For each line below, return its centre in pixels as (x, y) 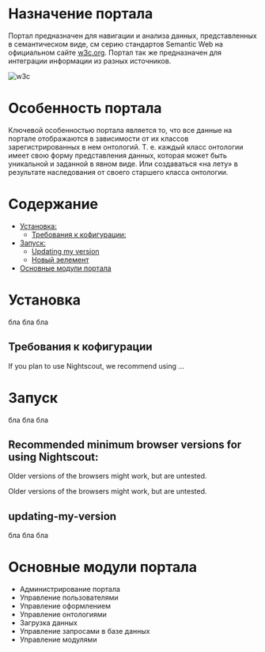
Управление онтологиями (63, 615)
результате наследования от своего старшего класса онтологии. (118, 172)
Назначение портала (81, 14)
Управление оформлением (65, 606)
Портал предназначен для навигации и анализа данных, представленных (132, 36)
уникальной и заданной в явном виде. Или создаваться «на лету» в (123, 164)
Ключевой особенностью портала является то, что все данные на (120, 130)
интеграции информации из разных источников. (90, 61)
